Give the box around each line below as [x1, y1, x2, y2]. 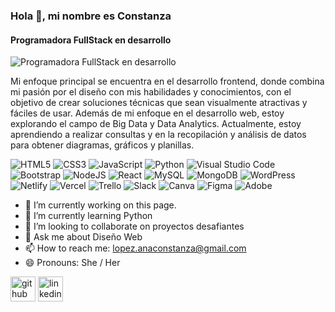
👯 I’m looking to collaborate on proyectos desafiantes [24, 220, 245, 233]
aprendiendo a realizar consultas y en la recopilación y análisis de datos [10, 129, 307, 141]
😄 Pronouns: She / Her [24, 257, 121, 269]
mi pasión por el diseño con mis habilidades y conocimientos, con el [10, 86, 292, 98]
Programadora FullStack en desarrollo [10, 34, 172, 46]
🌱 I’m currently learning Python [24, 210, 153, 222]
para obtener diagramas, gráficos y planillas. [10, 139, 195, 151]
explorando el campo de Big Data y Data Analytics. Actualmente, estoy [10, 118, 302, 130]
